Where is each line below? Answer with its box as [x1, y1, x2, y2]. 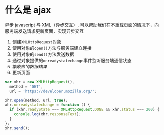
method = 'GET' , [9, 84, 43, 89]
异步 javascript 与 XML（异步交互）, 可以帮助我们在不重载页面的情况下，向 [5, 22, 159, 28]
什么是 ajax [5, 4, 51, 16]
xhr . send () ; [5, 125, 30, 131]
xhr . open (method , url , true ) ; [5, 98, 68, 103]
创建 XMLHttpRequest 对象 [12, 38, 62, 45]
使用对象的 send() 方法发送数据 [12, 51, 74, 57]
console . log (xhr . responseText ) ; [14, 112, 81, 117]
